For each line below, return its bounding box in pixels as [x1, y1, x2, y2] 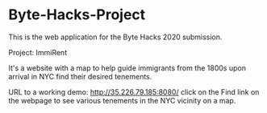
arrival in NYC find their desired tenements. [8, 71, 152, 81]
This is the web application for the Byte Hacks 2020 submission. [8, 32, 223, 42]
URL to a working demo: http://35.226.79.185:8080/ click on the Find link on [8, 87, 260, 97]
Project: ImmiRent [8, 47, 67, 57]
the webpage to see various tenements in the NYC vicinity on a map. [8, 95, 236, 105]
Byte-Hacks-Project [8, 6, 146, 24]
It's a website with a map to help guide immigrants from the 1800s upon [8, 63, 246, 73]
